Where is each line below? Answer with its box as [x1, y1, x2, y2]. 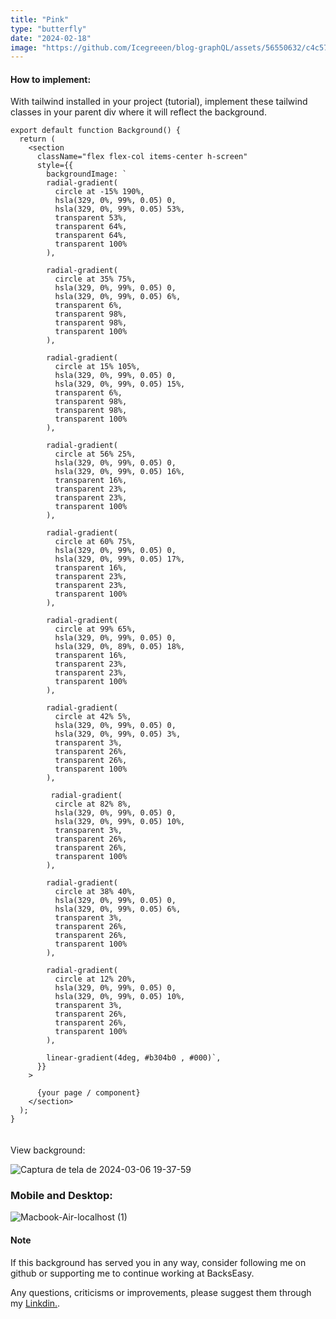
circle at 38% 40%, [54, 887, 137, 897]
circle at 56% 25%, [54, 449, 137, 460]
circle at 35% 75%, [54, 274, 137, 285]
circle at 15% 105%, [54, 362, 141, 372]
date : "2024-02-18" [10, 33, 92, 43]
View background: [10, 1144, 86, 1156]
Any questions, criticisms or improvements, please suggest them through [10, 1286, 312, 1298]
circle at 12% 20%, [54, 974, 137, 985]
